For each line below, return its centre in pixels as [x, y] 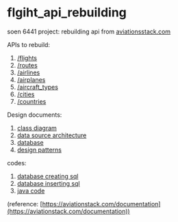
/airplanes [31, 79]
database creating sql [48, 176]
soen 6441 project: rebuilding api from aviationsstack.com [89, 31]
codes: [17, 163]
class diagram [37, 128]
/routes [27, 65]
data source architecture [52, 135]
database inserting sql [48, 183]
